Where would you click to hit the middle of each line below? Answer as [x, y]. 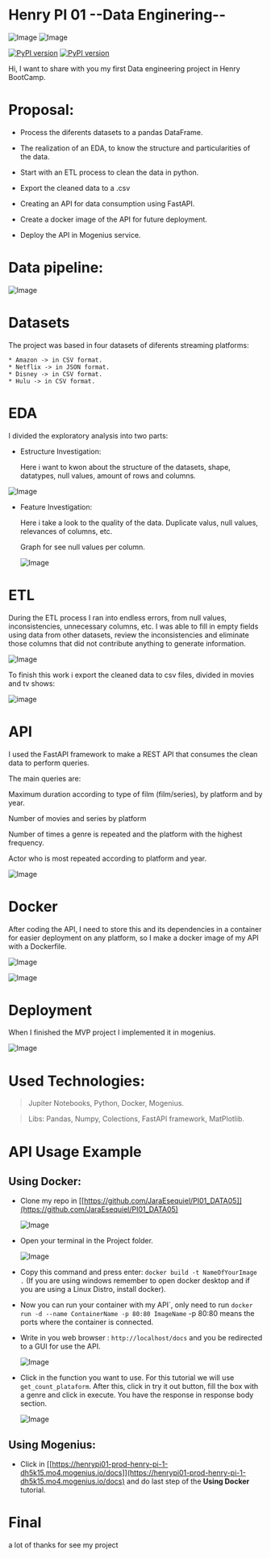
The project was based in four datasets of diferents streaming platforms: [129, 345]
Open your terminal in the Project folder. [86, 1241]
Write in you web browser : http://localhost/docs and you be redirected [141, 1338]
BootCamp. [27, 77]
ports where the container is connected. [87, 1322]
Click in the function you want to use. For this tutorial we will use [127, 1378]
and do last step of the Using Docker [188, 1481]
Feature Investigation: [56, 506]
